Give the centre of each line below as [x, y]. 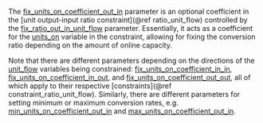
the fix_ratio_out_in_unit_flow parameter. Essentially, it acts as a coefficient [131, 28]
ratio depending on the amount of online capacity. [90, 45]
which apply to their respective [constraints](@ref [90, 86]
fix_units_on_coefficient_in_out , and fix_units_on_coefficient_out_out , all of [130, 77]
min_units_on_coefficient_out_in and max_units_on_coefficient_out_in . [122, 111]
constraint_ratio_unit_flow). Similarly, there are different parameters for [124, 94]
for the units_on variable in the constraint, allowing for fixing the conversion [132, 37]
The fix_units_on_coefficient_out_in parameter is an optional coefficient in [129, 12]
